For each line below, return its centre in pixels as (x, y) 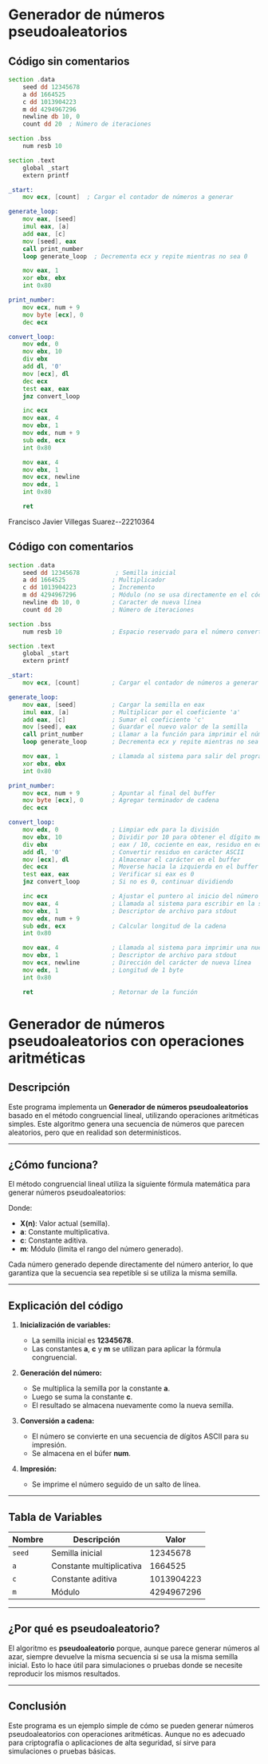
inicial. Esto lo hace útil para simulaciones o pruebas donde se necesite (126, 1665)
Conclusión (37, 1706)
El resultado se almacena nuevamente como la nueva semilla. (132, 1406)
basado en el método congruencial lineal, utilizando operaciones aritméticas (134, 1115)
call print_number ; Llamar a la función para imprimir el (135, 734)
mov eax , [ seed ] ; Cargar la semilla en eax (114, 704)
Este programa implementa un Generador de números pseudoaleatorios (128, 1107)
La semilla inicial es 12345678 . (83, 1340)
